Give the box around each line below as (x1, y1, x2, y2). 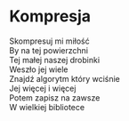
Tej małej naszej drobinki (9, 54, 101, 65)
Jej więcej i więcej (9, 83, 77, 93)
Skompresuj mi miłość (9, 36, 91, 46)
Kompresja (9, 6, 92, 27)
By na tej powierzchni (9, 44, 89, 55)
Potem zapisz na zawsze (9, 92, 101, 103)
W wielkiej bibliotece (9, 101, 85, 112)
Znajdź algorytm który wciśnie (9, 73, 120, 84)
